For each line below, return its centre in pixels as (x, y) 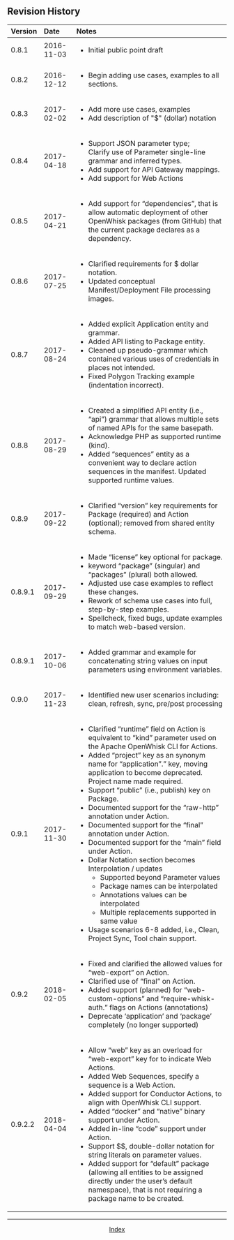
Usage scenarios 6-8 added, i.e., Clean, (154, 929)
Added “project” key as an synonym (147, 755)
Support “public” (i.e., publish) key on (149, 790)
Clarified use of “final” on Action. (142, 981)
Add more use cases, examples (139, 109)
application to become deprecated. (146, 772)
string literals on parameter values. (145, 1155)
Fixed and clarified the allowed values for (155, 964)
